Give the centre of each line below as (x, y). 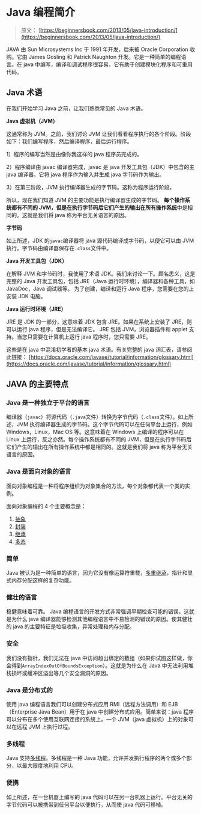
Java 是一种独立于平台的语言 (48, 403)
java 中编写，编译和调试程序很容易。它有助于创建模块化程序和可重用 (108, 64)
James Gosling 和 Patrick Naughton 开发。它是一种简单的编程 (105, 57)
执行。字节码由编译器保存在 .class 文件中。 (59, 248)
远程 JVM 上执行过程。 (45, 727)
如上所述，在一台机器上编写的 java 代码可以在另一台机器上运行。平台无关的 (100, 797)
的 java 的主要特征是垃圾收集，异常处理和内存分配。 (70, 626)
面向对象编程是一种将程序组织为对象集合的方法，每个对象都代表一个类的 (95, 486)
